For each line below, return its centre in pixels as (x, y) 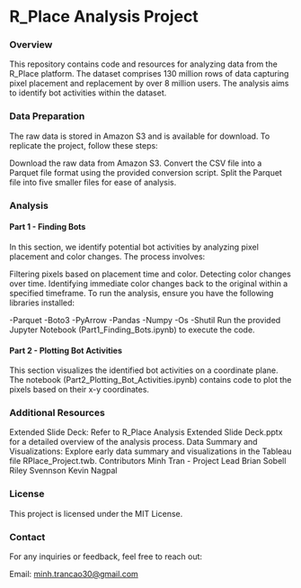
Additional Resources (57, 413)
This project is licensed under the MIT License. (96, 513)
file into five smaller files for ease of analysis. (93, 182)
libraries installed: (42, 303)
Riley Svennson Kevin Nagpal (63, 471)
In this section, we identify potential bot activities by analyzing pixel (134, 247)
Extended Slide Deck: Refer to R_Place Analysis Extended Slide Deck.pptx (146, 432)
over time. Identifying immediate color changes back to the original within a (149, 283)
